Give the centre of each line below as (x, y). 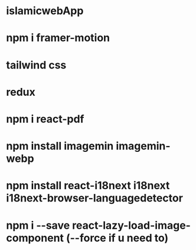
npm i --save (38, 225)
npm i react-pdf (45, 119)
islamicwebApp (45, 11)
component (35, 238)
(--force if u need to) (117, 238)
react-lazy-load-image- (131, 225)
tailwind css (36, 65)
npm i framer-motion (58, 38)
